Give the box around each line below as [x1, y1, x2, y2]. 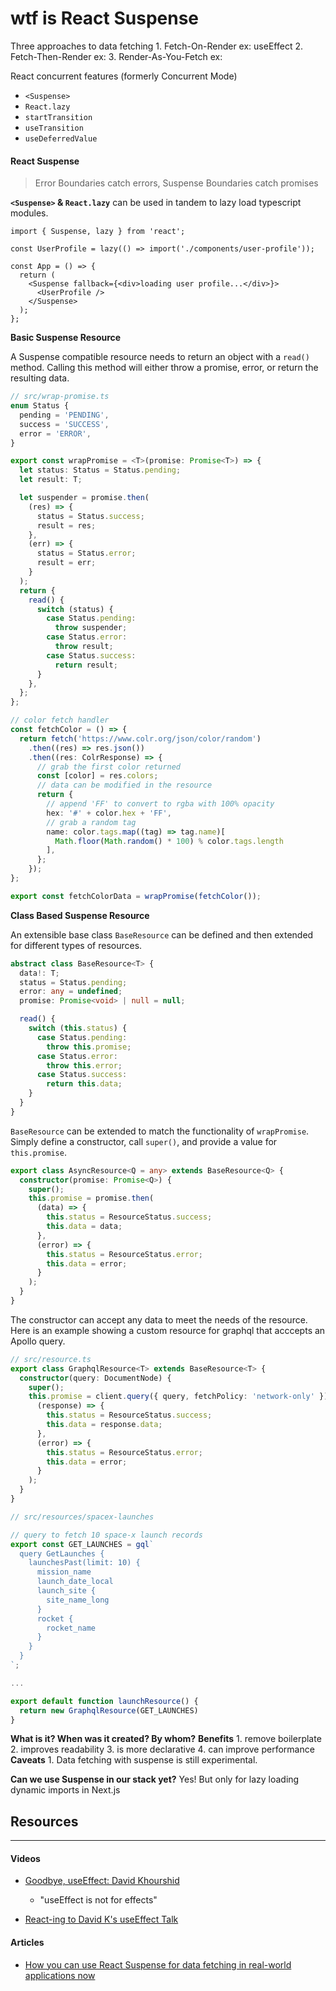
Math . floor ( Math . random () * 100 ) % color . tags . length [54, 836, 284, 846]
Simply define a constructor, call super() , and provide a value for [10, 1135, 278, 1147]
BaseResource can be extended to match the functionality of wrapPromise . [10, 1125, 310, 1137]
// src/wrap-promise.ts [10, 392, 110, 402]
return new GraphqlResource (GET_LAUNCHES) [19, 1705, 199, 1716]
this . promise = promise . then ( [28, 1193, 155, 1204]
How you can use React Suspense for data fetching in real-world [24, 1958, 292, 1971]
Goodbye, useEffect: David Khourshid [24, 1875, 180, 1887]
